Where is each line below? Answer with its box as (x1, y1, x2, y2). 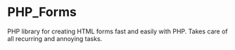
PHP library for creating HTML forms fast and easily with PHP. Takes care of (7, 27, 228, 35)
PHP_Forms (7, 4, 77, 20)
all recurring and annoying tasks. (7, 34, 103, 42)
